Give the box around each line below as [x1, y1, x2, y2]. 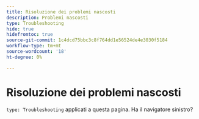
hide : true [6, 25, 34, 32]
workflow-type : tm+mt [6, 43, 62, 49]
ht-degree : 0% [6, 54, 43, 60]
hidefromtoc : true [6, 32, 53, 38]
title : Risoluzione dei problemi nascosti [6, 8, 116, 15]
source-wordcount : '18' [6, 49, 67, 55]
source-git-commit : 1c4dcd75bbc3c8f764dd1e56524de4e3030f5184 [6, 37, 168, 43]
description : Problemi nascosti [6, 15, 89, 21]
